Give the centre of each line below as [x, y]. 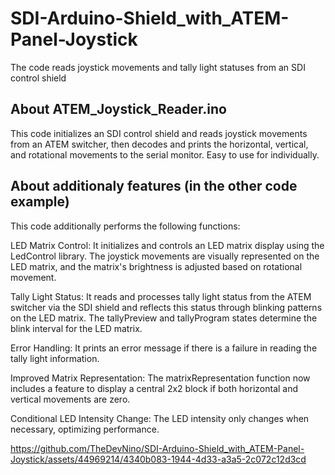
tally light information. [55, 358]
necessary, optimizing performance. [85, 429]
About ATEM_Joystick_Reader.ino [118, 109]
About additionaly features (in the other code [154, 186]
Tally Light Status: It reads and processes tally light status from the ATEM [161, 296]
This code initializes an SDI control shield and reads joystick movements [159, 133]
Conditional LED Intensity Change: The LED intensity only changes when [160, 418]
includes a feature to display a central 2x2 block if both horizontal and [154, 388]
